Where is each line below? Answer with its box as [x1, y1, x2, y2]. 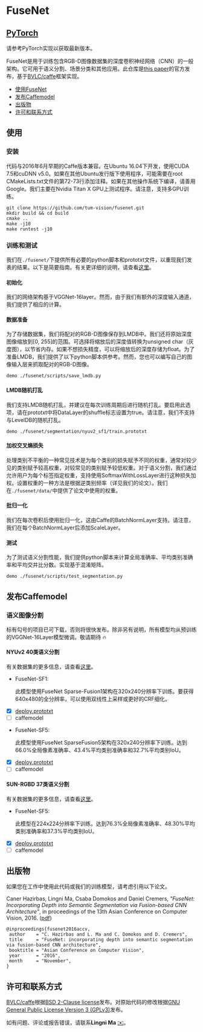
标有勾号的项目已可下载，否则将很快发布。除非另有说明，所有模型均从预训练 [6, 626, 197, 633]
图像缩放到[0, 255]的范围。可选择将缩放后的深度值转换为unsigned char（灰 [6, 338, 195, 346]
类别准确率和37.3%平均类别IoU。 [14, 827, 98, 834]
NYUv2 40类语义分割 [6, 648, 60, 655]
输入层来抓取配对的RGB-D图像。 [11, 361, 92, 368]
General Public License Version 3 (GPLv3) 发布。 [6, 1006, 126, 1013]
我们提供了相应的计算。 [6, 301, 65, 308]
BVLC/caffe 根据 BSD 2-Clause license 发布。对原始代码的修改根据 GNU [6, 999, 180, 1006]
